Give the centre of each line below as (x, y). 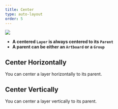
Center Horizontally (36, 62)
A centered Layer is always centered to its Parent (63, 42)
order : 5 (14, 19)
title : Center (20, 10)
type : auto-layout (24, 14)
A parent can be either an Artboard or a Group (58, 47)
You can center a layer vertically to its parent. (51, 101)
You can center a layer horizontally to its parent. (54, 74)
